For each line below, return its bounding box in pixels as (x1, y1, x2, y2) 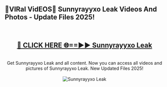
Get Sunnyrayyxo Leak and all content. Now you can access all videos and (7, 60, 162, 66)
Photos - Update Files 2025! (5, 13, 95, 22)
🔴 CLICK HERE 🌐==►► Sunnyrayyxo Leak (17, 41, 152, 50)
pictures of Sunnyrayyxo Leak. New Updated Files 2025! (25, 65, 144, 71)
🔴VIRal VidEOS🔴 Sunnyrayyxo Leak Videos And (5, 5, 157, 14)
